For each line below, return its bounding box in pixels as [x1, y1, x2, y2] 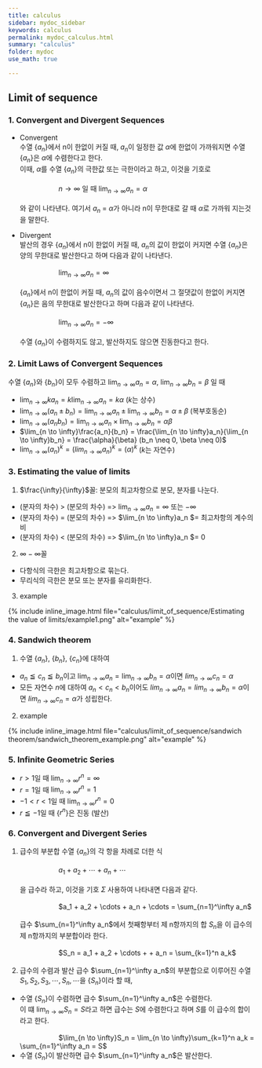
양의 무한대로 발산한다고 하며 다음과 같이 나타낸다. [19, 251, 173, 260]
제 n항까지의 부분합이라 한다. [19, 931, 108, 940]
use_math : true [8, 56, 58, 64]
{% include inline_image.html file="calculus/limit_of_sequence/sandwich [8, 726, 242, 735]
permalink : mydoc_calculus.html [8, 33, 114, 42]
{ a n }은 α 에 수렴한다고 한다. [19, 153, 104, 165]
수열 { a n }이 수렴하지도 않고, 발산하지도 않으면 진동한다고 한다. [19, 337, 209, 348]
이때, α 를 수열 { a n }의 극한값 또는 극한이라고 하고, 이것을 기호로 [19, 164, 212, 175]
